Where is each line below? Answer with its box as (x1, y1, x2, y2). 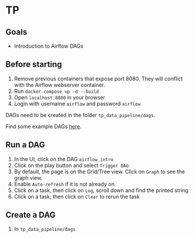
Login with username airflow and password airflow (14, 100, 141, 107)
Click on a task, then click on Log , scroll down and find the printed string (14, 186, 189, 194)
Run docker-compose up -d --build (14, 88, 99, 95)
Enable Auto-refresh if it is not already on (14, 180, 115, 187)
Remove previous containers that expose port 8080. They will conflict (14, 75, 183, 82)
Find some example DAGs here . (5, 123, 82, 130)
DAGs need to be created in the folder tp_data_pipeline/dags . (5, 111, 155, 118)
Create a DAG (5, 210, 56, 220)
